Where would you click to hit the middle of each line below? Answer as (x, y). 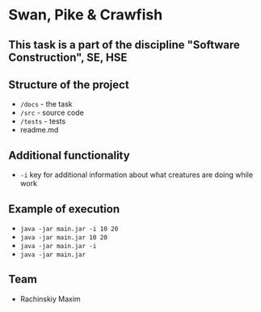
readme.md (39, 130)
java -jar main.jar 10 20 (63, 238)
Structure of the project (69, 84)
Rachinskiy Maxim (50, 299)
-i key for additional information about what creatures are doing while (136, 175)
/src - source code (52, 113)
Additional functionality (69, 155)
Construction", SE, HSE (68, 57)
